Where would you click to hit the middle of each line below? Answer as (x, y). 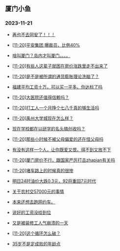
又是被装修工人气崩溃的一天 (40, 222)
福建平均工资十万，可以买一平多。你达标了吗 (57, 87)
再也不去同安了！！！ (34, 34)
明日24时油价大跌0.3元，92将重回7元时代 (54, 181)
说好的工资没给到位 (32, 212)
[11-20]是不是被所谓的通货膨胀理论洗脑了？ (56, 76)
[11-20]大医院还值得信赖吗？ (41, 97)
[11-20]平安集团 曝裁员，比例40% (46, 45)
